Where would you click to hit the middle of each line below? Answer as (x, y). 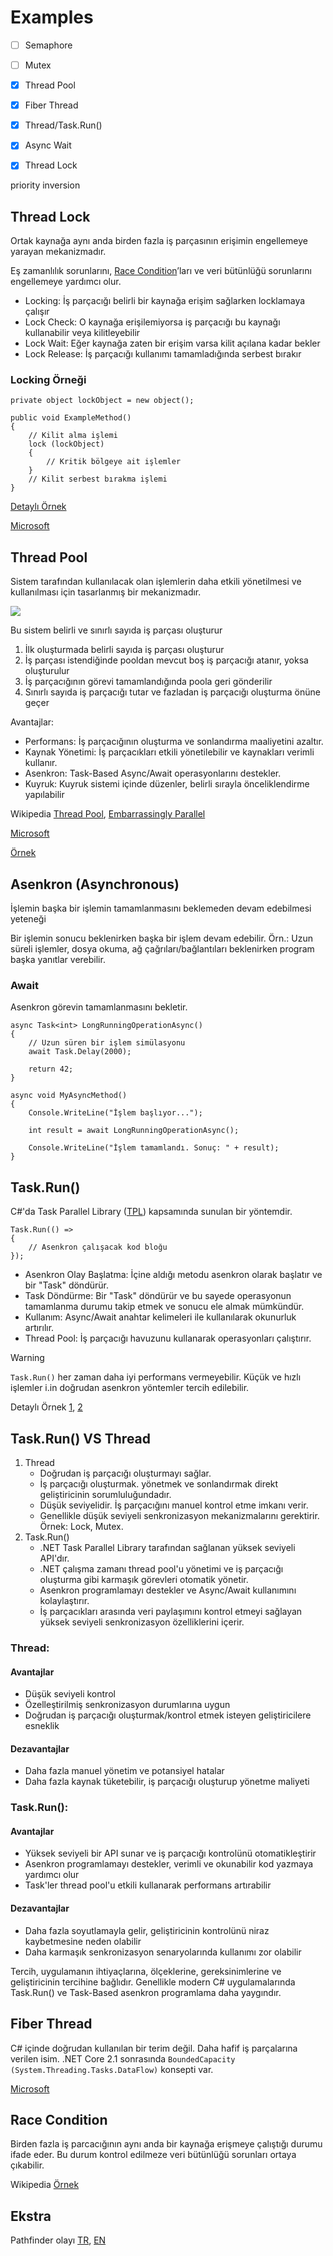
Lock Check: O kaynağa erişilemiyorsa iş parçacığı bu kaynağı (152, 322)
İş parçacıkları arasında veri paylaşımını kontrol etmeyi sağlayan (171, 1612)
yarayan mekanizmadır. (58, 252)
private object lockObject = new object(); (102, 401)
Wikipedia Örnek (45, 2185)
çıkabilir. (27, 2165)
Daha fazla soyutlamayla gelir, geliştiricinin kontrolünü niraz (147, 1930)
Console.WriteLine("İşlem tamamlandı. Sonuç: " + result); (154, 1148)
